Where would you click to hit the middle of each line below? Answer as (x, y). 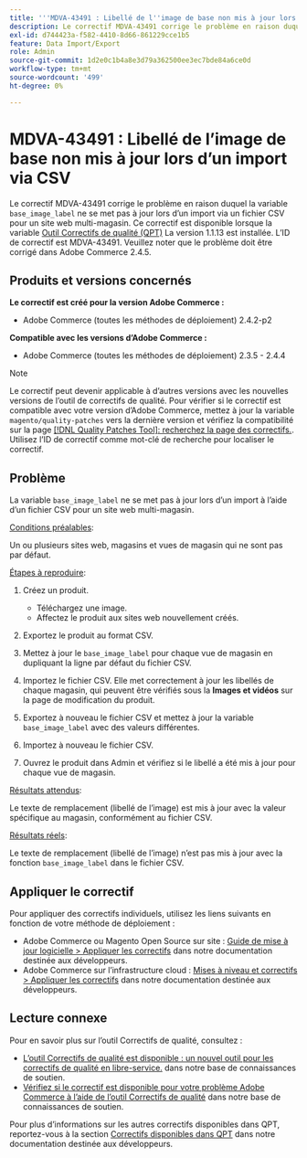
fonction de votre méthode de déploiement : (92, 923)
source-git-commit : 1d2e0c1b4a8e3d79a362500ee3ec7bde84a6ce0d (130, 60)
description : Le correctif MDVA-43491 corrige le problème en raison (145, 27)
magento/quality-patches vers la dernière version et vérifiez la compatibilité (152, 420)
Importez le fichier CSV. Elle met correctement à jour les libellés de (148, 681)
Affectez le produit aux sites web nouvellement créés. (138, 618)
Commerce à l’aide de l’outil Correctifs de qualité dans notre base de (152, 1097)
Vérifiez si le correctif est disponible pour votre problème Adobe (143, 1087)
